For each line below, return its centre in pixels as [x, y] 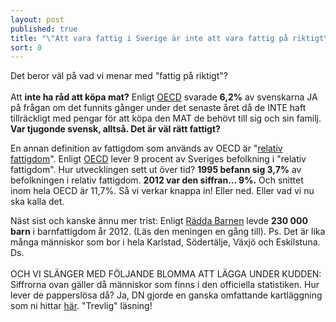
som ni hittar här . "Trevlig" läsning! [81, 306]
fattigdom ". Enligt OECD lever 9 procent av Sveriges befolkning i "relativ [158, 159]
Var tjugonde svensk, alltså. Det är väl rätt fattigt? [115, 129]
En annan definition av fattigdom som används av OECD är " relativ [146, 148]
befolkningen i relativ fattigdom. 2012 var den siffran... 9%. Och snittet [157, 180]
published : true [44, 29]
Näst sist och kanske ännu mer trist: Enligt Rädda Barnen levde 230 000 [159, 221]
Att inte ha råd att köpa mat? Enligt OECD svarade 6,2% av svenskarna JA [164, 97]
